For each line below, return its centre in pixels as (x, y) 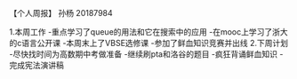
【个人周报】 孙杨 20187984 (61, 13)
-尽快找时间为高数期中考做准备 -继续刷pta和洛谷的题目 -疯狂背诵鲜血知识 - (146, 54)
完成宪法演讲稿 (36, 65)
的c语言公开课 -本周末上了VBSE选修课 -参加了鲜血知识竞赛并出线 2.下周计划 (149, 43)
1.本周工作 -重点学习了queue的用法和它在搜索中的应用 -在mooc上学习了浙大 (148, 32)
